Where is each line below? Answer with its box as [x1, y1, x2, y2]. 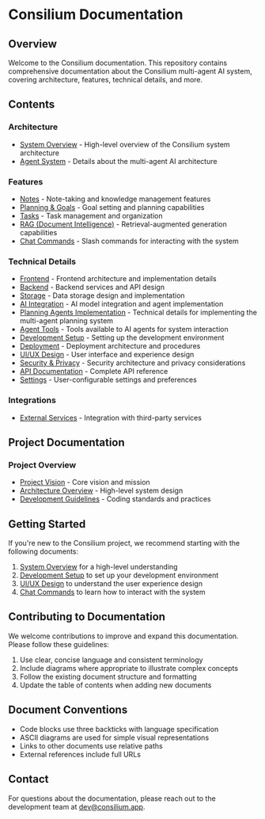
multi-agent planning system [19, 316, 113, 326]
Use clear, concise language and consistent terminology [19, 655, 203, 665]
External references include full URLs [19, 749, 141, 759]
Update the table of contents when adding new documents [19, 680, 212, 690]
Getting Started [8, 517, 86, 531]
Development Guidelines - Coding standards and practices [19, 494, 211, 504]
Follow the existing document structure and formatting [19, 672, 198, 681]
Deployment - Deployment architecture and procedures [19, 341, 201, 351]
